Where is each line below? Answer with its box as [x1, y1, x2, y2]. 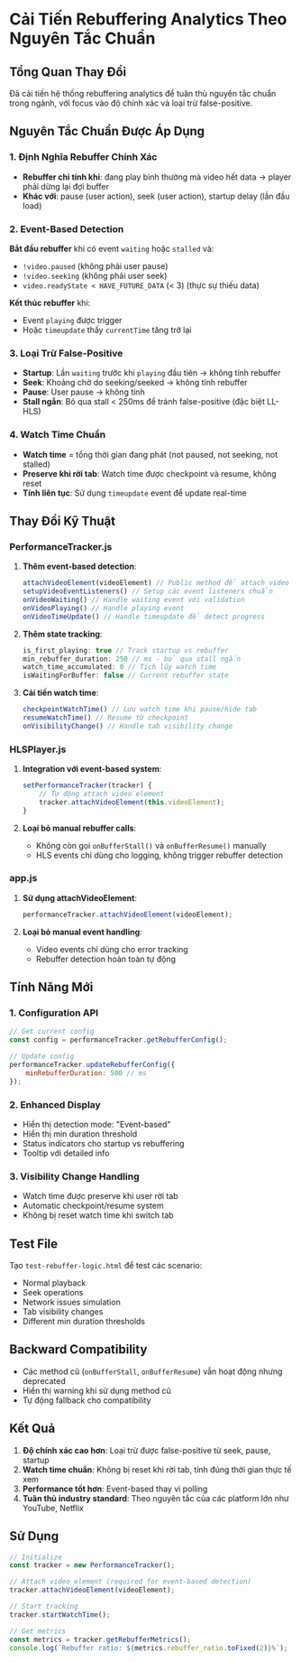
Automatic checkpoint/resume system [22, 1201, 164, 1212]
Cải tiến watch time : [22, 687, 99, 699]
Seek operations [22, 1287, 84, 1298]
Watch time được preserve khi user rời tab [22, 1191, 178, 1202]
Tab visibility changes [22, 1306, 104, 1317]
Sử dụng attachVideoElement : [22, 892, 138, 903]
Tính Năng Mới [9, 980, 94, 995]
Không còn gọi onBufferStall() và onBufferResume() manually [35, 840, 268, 850]
